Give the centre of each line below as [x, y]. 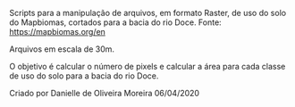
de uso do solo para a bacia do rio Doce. [84, 76]
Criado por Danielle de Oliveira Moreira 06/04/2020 [104, 93]
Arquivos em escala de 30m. [62, 49]
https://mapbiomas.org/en [57, 32]
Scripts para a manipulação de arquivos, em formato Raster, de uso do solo [148, 13]
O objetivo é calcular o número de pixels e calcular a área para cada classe [147, 66]
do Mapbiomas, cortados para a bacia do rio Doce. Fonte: [115, 22]
